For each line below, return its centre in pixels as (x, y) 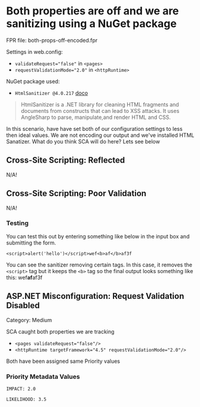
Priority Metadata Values (43, 377)
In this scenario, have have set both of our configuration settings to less (95, 128)
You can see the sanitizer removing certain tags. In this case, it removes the (99, 265)
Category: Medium (29, 320)
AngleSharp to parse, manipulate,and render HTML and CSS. (96, 117)
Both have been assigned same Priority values (63, 361)
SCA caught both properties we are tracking (60, 331)
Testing (17, 224)
